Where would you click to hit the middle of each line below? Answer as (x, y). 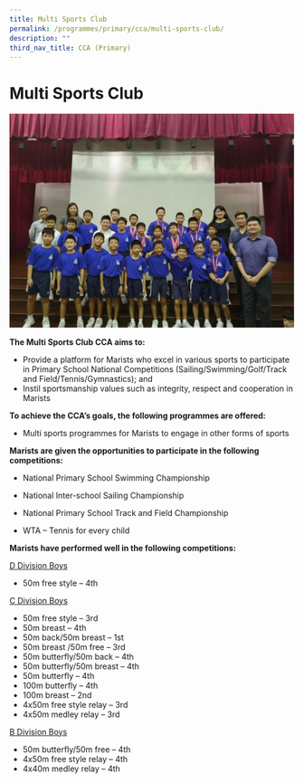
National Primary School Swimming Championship (116, 477)
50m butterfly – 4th (58, 675)
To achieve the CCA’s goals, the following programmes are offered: (138, 415)
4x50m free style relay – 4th (75, 759)
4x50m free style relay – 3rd (75, 704)
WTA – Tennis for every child (76, 530)
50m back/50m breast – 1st (73, 637)
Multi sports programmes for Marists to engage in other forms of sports (156, 433)
